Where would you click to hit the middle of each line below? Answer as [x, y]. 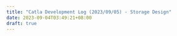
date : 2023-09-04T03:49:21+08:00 [49, 18]
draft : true [22, 23]
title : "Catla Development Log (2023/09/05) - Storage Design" [89, 12]
